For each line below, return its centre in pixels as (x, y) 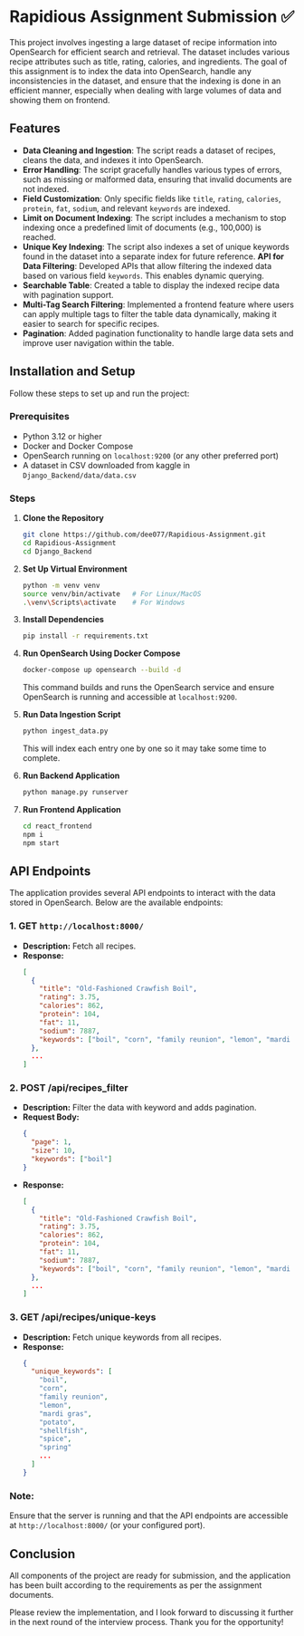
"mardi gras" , (66, 1414)
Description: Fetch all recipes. (79, 946)
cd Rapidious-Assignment (69, 544)
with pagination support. (68, 294)
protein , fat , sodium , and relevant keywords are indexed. (126, 208)
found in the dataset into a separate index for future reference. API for (153, 256)
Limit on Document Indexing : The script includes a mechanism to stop (154, 217)
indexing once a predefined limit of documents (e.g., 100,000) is (142, 227)
